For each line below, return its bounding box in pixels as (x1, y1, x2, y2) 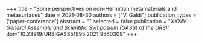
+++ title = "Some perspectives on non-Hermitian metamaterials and (6, 5, 177, 12)
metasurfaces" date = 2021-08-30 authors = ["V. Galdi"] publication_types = (6, 11, 197, 19)
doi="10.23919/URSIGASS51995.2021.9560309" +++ (6, 30, 137, 38)
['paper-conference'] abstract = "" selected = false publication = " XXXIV (6, 18, 187, 24)
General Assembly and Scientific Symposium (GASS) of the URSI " (6, 24, 170, 31)
